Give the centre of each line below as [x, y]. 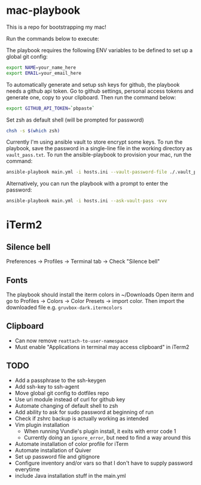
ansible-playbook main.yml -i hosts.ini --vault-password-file [87, 172]
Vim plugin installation [42, 425]
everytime [27, 469]
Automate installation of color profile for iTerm [71, 444]
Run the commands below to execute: [53, 38]
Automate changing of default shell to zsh [66, 405]
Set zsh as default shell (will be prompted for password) [75, 120]
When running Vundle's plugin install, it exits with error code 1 [100, 431]
